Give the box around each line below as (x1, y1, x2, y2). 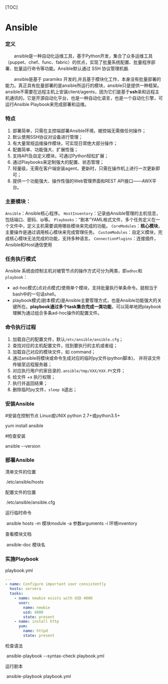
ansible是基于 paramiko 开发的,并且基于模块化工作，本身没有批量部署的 (14, 76, 161, 82)
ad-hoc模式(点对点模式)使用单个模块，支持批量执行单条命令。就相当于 (12, 285, 158, 291)
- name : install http (14, 619, 59, 624)
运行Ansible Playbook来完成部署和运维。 (5, 102, 89, 108)
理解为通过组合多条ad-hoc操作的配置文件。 (12, 310, 102, 316)
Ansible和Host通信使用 (5, 242, 52, 248)
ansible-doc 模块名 (6, 542, 46, 548)
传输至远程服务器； (12, 361, 52, 367)
